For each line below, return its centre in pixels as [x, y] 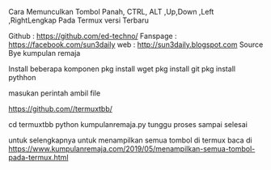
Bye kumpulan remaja [44, 53]
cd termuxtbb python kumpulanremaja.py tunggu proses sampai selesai [128, 124]
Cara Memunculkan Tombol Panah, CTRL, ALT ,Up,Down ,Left [111, 12]
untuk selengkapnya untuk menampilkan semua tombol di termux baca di [130, 140]
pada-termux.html [38, 157]
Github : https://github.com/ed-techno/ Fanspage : [93, 36]
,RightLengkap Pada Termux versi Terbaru [79, 20]
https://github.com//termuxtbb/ [61, 109]
